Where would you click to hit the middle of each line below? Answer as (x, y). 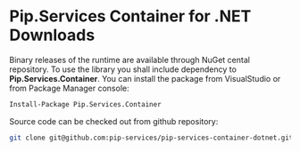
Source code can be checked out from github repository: (114, 121)
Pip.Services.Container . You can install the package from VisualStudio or (145, 78)
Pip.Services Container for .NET (130, 16)
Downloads (52, 35)
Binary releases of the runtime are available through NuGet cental (129, 60)
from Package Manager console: (69, 88)
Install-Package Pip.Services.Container (86, 104)
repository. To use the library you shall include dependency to (123, 69)
